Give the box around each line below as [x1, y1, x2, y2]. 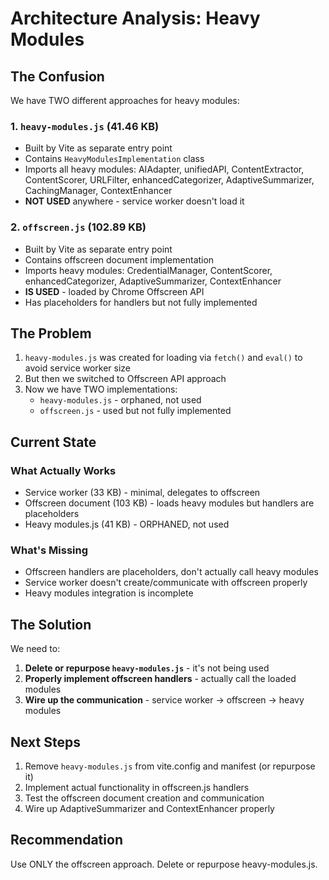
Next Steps [10, 733, 81, 751]
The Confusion [10, 68, 105, 85]
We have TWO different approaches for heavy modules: [10, 95, 240, 106]
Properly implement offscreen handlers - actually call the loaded [24, 673, 297, 685]
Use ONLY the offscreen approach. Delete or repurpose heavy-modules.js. [10, 858, 318, 870]
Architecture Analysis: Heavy [10, 7, 261, 30]
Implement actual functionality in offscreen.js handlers [24, 782, 250, 794]
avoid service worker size [24, 362, 132, 374]
